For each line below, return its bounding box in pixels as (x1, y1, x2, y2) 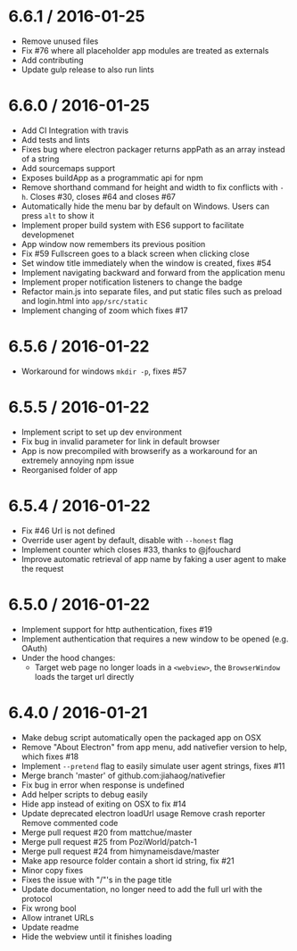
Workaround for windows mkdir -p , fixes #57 (21, 366, 187, 376)
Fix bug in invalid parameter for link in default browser (21, 435, 220, 447)
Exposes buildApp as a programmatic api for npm (21, 172, 203, 183)
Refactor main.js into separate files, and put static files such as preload (21, 285, 283, 296)
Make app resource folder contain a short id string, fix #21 (21, 855, 235, 866)
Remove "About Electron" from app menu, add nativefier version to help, (21, 741, 287, 752)
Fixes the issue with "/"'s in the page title (21, 874, 172, 885)
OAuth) (21, 642, 48, 653)
